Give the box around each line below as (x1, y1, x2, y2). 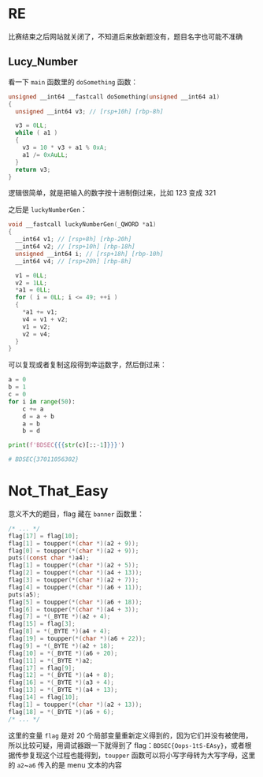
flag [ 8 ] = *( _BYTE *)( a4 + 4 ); (8, 627, 111, 635)
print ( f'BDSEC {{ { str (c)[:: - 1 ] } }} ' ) (8, 441, 125, 449)
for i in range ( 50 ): (8, 397, 76, 406)
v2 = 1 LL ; (15, 279, 47, 287)
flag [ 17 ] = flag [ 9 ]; (8, 664, 76, 672)
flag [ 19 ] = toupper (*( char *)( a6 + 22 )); (8, 635, 146, 643)
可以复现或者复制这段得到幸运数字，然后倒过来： (8, 360, 167, 370)
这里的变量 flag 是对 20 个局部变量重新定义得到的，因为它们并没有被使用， (8, 731, 253, 740)
